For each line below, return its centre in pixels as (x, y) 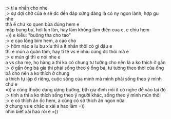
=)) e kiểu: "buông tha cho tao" (38, 35)
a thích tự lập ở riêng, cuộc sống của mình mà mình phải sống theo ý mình (83, 79)
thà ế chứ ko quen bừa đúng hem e (42, 24)
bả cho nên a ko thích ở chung (37, 73)
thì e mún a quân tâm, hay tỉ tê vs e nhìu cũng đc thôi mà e (67, 52)
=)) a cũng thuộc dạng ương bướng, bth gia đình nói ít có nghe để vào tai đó (85, 90)
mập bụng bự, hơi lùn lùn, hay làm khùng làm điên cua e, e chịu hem (78, 30)
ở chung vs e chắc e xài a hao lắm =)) (45, 106)
